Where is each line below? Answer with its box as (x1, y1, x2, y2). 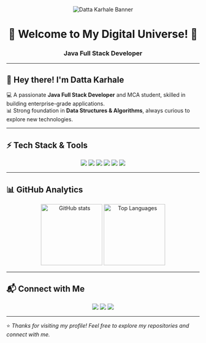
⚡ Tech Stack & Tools (6, 140, 88, 150)
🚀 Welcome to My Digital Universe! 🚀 (8, 28, 198, 41)
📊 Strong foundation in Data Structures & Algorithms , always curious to (6, 107, 190, 115)
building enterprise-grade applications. (6, 100, 105, 107)
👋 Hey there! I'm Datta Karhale (6, 74, 124, 85)
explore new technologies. (6, 116, 74, 123)
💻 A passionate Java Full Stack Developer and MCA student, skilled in (6, 91, 186, 99)
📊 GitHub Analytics (6, 184, 83, 195)
